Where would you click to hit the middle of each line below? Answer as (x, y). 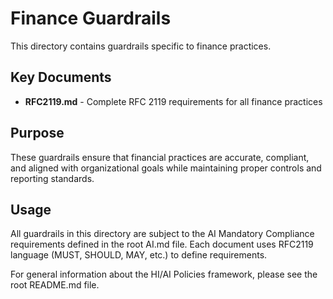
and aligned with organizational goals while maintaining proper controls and (166, 168)
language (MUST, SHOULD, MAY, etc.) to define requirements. (139, 255)
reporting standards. (52, 178)
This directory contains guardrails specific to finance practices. (141, 46)
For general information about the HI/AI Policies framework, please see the (164, 274)
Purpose (37, 133)
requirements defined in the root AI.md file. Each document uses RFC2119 (162, 244)
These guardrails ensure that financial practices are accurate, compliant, (160, 157)
